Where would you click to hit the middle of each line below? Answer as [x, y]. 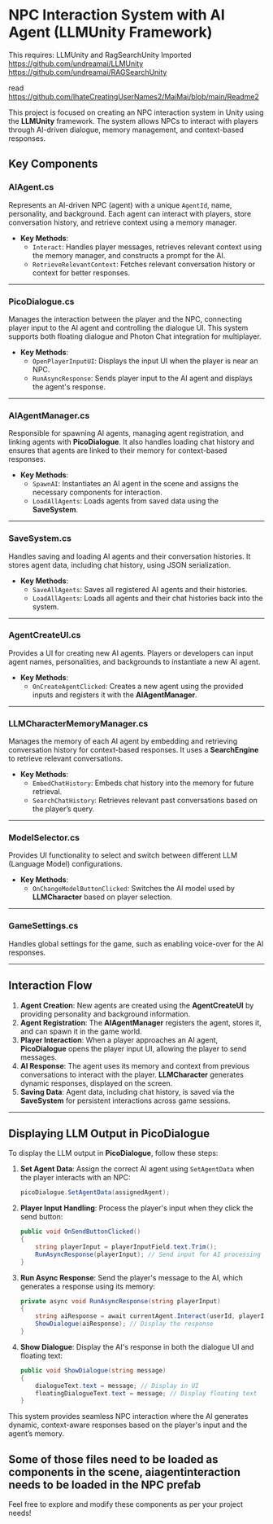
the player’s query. [63, 809]
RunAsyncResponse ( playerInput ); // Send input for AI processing [148, 1254]
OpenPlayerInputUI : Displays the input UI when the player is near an [145, 361]
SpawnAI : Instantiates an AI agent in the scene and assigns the [135, 484]
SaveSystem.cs [40, 538]
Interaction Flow [50, 986]
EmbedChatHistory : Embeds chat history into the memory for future [143, 783]
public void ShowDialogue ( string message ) [93, 1370]
